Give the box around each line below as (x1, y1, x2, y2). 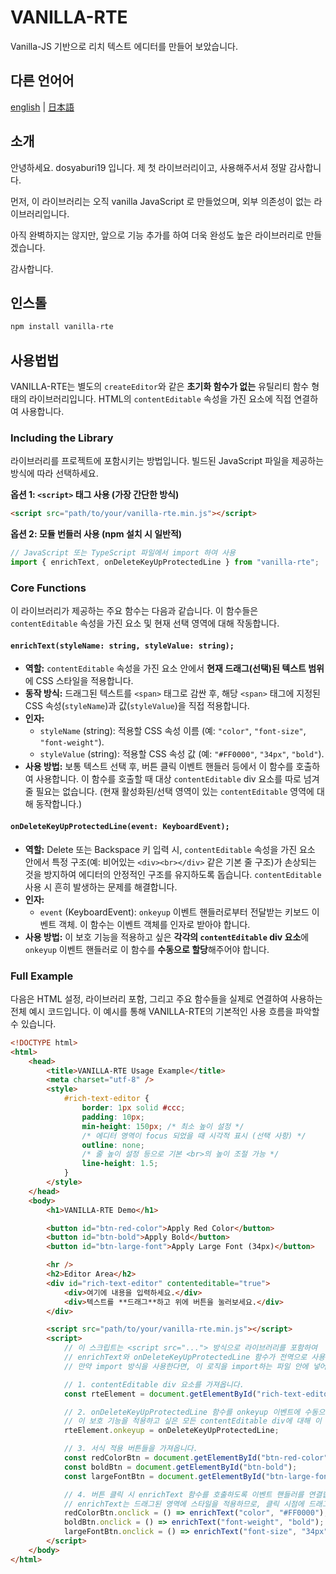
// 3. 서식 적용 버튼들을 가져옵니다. (63, 1444, 198, 1454)
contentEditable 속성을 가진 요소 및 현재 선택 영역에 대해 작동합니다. (10, 617, 280, 630)
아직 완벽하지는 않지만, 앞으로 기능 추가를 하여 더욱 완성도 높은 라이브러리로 (10, 229, 304, 241)
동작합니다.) (35, 798, 83, 810)
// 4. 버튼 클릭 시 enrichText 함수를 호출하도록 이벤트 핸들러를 (63, 1489, 305, 1500)
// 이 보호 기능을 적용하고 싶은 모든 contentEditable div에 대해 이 (63, 1416, 322, 1426)
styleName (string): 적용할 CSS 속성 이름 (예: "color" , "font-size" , (39, 725, 307, 737)
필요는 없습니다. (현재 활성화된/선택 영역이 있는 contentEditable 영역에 (35, 786, 315, 798)
